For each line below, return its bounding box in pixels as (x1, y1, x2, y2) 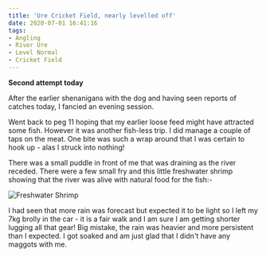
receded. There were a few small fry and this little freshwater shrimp (8, 166, 233, 176)
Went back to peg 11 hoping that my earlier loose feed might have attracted (8, 117, 255, 127)
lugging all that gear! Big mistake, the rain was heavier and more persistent (8, 222, 254, 232)
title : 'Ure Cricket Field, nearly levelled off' (8, 11, 177, 20)
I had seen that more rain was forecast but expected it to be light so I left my (8, 205, 259, 215)
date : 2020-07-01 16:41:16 (8, 19, 98, 27)
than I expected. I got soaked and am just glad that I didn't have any (8, 231, 231, 240)
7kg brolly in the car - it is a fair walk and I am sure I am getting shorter (8, 214, 241, 224)
